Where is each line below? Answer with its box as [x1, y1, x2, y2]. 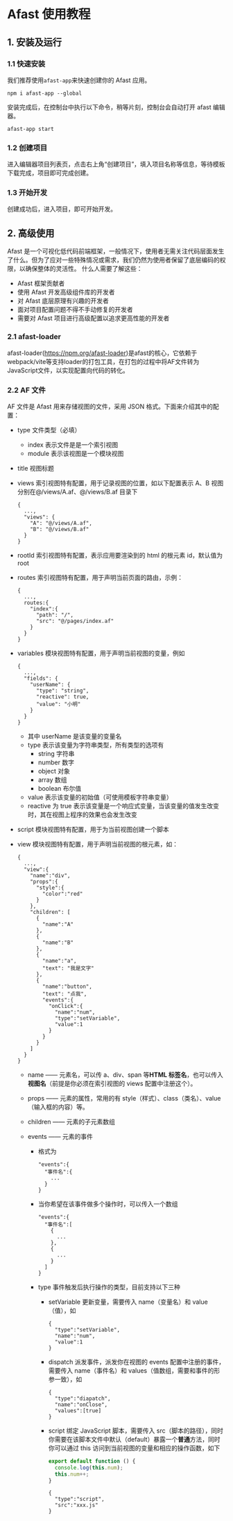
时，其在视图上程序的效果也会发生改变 [27, 810, 137, 819]
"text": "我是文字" [42, 965, 95, 972]
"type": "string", [35, 687, 89, 694]
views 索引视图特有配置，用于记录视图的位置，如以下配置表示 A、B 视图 [17, 478, 224, 487]
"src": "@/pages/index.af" [35, 617, 114, 624]
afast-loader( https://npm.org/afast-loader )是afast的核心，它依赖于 [7, 349, 198, 357]
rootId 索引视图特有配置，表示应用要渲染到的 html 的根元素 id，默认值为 [17, 551, 223, 559]
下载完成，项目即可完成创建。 [7, 168, 92, 178]
